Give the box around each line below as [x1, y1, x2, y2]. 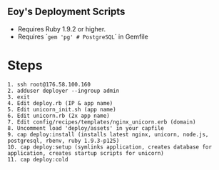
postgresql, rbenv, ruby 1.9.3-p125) [7, 137, 120, 144]
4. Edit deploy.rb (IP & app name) [7, 99, 113, 106]
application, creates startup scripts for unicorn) [7, 149, 164, 156]
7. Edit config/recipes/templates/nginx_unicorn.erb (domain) [7, 118, 196, 126]
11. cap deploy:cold [7, 156, 69, 163]
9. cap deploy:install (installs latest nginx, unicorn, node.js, [7, 131, 209, 138]
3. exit [7, 93, 31, 101]
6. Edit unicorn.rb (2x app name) [7, 112, 111, 119]
